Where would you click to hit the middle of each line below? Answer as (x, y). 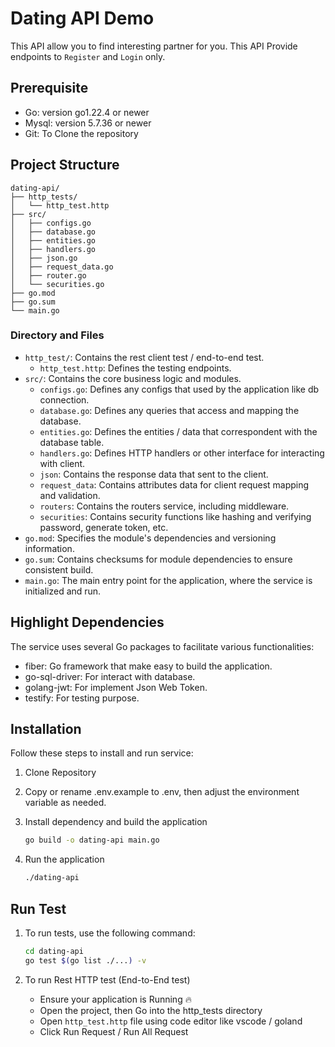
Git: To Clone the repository (81, 133)
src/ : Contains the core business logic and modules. (133, 378)
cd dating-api (54, 952)
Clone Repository (60, 773)
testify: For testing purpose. (82, 698)
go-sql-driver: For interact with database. (110, 676)
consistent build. (59, 569)
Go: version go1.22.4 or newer (87, 112)
